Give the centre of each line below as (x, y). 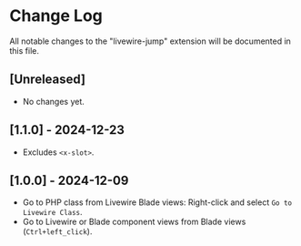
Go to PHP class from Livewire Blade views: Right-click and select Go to (157, 202)
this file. (24, 50)
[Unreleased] (48, 80)
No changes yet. (53, 101)
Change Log (56, 16)
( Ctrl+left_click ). (57, 231)
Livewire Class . (53, 212)
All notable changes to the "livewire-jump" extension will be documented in (150, 41)
